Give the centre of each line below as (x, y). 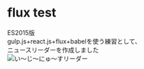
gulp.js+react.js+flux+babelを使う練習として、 (74, 41)
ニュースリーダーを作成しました (53, 50)
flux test (32, 13)
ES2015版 (21, 32)
